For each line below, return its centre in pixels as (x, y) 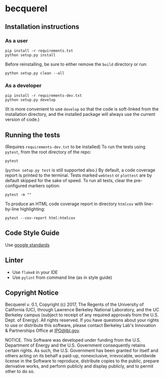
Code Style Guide (32, 233)
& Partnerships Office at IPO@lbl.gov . (43, 331)
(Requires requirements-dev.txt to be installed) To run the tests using (75, 147)
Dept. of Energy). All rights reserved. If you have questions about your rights (82, 320)
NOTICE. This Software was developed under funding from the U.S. (73, 340)
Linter (14, 260)
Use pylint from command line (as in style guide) (62, 277)
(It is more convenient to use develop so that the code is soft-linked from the (82, 109)
